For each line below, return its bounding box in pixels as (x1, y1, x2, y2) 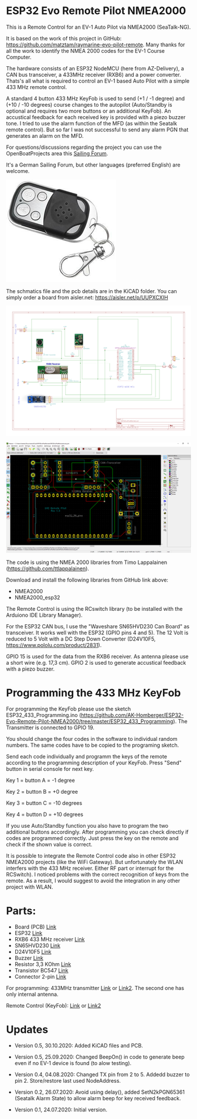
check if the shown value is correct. (6, 841, 93, 848)
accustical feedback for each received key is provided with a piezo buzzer (6, 113, 186, 121)
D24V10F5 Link (14, 948, 52, 955)
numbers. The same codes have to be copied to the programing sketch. (6, 742, 179, 749)
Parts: (6, 904, 36, 917)
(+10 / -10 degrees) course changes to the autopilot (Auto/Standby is (6, 101, 172, 108)
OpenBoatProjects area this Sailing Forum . (6, 149, 108, 157)
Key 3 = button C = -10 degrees (6, 800, 83, 807)
